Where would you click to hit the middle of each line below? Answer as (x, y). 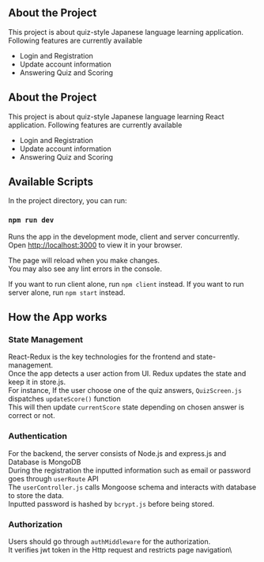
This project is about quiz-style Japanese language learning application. (126, 32)
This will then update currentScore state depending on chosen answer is (126, 407)
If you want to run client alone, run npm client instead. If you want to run (126, 284)
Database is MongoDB (45, 462)
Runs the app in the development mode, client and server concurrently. (124, 236)
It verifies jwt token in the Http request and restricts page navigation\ (120, 550)
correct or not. (32, 416)
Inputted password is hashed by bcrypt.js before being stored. (111, 504)
